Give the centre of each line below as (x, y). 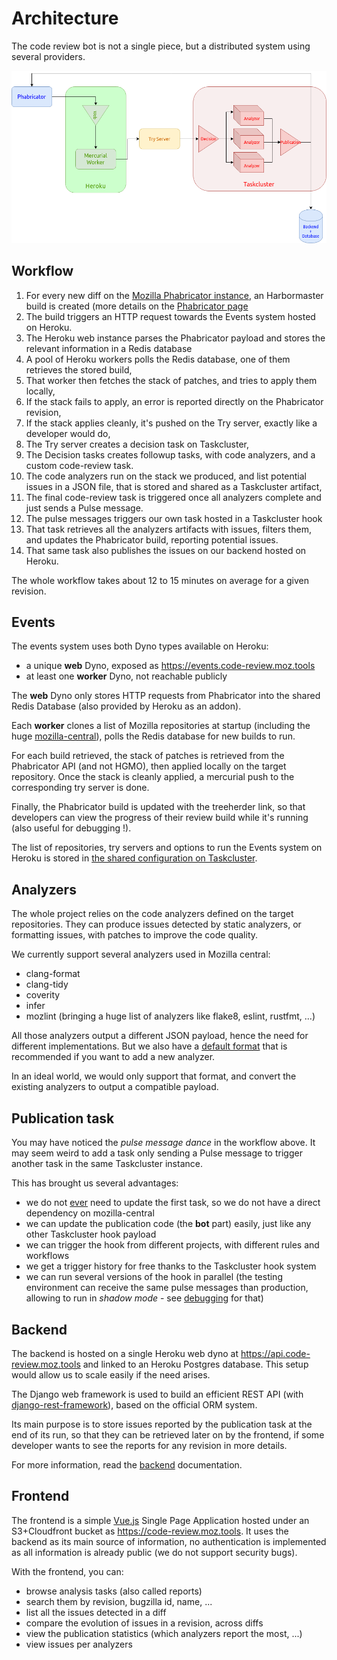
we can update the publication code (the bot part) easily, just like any (168, 1224)
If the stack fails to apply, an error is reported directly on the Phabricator (174, 401)
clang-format (53, 974)
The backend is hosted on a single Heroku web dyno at (125, 1353)
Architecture (65, 18)
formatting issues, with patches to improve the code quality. (135, 935)
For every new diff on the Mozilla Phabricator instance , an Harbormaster (174, 295)
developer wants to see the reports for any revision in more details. (149, 1445)
